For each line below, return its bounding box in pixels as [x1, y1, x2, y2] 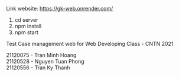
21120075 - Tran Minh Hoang [6, 52, 77, 58]
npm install [14, 23, 42, 29]
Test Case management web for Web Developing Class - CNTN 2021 [6, 41, 174, 47]
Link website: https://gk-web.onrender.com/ [6, 5, 113, 12]
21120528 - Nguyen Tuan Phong [6, 58, 84, 65]
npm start [14, 29, 38, 36]
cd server [14, 16, 38, 23]
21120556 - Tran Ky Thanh [6, 64, 70, 71]
